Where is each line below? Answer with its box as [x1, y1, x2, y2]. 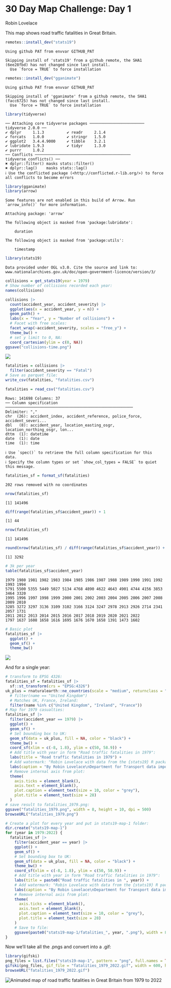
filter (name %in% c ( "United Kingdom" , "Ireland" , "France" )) [10, 703, 142, 708]
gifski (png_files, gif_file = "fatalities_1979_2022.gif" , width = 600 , [5, 963, 163, 969]
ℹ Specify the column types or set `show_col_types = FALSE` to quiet [5, 459, 157, 464]
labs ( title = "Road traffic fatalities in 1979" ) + [10, 755, 122, 760]
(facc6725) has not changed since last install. [5, 98, 110, 103]
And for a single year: [5, 664, 50, 670]
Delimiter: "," [5, 409, 38, 414]
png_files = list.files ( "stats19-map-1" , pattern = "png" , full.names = [5, 958, 163, 964]
